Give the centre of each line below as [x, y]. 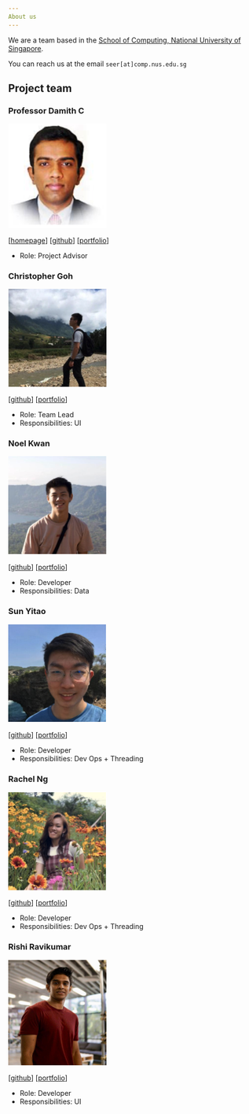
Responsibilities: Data [54, 591]
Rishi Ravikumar [40, 947]
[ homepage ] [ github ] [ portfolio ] [59, 240]
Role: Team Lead [47, 415]
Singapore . [26, 48]
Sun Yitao [27, 612]
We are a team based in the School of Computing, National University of [124, 40]
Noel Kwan [29, 443]
